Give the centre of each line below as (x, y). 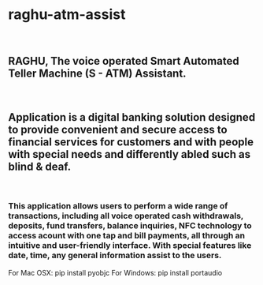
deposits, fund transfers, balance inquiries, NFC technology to (130, 226)
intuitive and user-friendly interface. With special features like (130, 246)
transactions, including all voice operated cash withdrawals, (126, 216)
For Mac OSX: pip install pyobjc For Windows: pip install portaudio (115, 272)
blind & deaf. (40, 167)
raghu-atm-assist (67, 15)
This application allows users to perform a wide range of (118, 206)
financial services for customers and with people (131, 142)
